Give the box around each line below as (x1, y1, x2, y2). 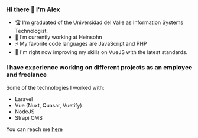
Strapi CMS (14, 114, 43, 121)
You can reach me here (6, 126, 63, 133)
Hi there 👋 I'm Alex (6, 5, 60, 14)
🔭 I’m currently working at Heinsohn (14, 33, 102, 41)
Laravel (14, 95, 33, 102)
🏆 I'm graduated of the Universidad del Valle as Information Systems (14, 19, 184, 26)
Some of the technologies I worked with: (6, 84, 105, 91)
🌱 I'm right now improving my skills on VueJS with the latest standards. (14, 49, 188, 56)
